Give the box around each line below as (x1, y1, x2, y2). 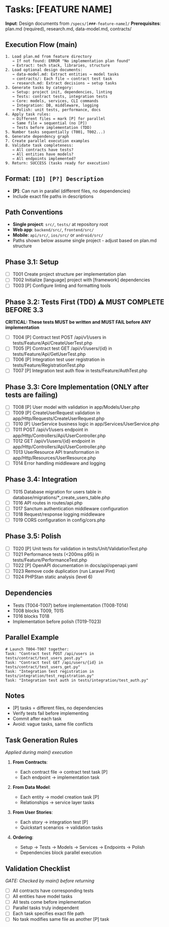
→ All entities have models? (12, 151, 74, 157)
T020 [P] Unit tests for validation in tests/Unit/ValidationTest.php (12, 545, 148, 551)
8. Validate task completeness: (5, 143, 74, 148)
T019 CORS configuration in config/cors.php (12, 517, 106, 523)
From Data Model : (12, 784, 51, 790)
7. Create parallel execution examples (5, 138, 90, 143)
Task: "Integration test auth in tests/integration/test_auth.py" (5, 678, 149, 683)
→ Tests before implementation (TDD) (12, 125, 92, 130)
